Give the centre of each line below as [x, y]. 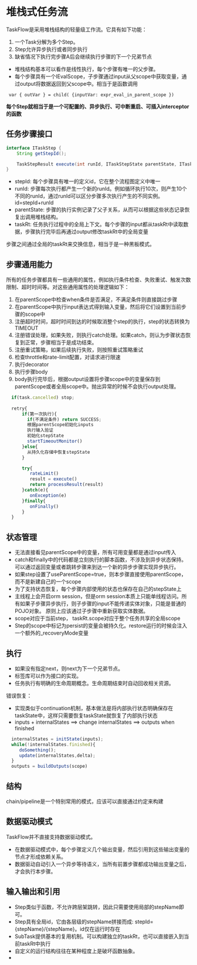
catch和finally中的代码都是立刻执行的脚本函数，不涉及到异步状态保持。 [100, 560]
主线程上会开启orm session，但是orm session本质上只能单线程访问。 [98, 596]
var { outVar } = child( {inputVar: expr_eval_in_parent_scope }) [91, 95]
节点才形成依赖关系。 [40, 856]
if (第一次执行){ [39, 414]
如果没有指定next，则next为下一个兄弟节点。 [69, 668]
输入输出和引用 [33, 892]
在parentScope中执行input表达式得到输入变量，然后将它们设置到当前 [98, 307]
